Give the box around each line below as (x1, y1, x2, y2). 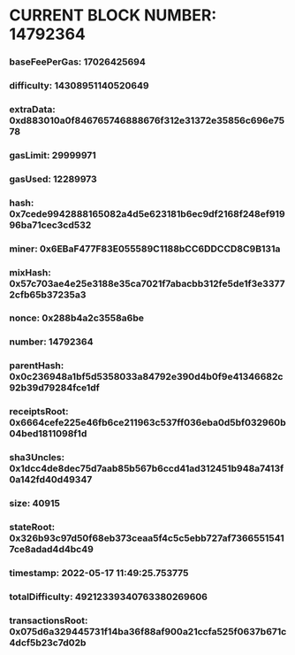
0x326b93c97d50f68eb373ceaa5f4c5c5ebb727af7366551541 (9, 532, 284, 544)
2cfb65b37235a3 (9, 289, 87, 301)
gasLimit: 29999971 (9, 149, 97, 161)
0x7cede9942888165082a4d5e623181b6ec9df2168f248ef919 (9, 207, 285, 220)
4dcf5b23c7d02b (9, 636, 87, 649)
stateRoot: (9, 521, 56, 534)
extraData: (9, 103, 56, 115)
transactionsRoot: (9, 614, 88, 627)
